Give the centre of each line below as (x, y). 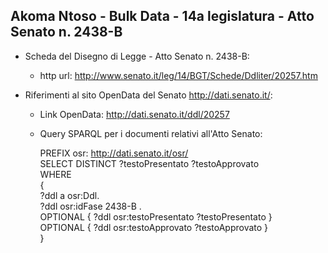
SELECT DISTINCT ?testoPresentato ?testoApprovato (149, 163)
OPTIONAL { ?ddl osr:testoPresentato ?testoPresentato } (156, 216)
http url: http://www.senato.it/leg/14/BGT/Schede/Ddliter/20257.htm (178, 75)
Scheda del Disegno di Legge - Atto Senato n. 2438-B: (137, 56)
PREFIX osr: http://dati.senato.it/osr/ (114, 153)
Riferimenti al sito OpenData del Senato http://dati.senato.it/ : (148, 95)
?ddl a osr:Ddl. (69, 195)
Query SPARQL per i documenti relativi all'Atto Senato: (151, 133)
